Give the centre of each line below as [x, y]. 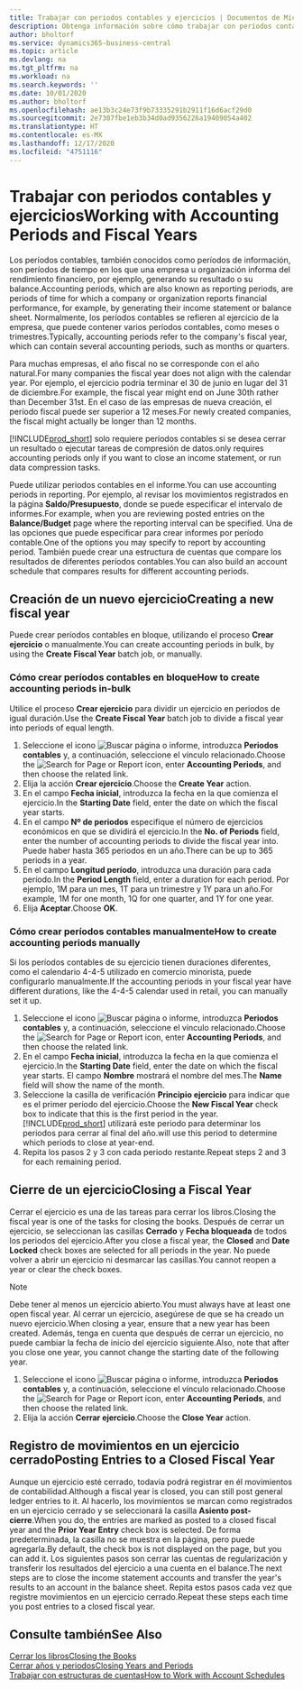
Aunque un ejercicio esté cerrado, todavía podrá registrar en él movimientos [151, 1482]
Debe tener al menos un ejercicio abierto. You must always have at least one [150, 1304]
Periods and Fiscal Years [104, 234]
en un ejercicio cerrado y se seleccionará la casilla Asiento [119, 1510]
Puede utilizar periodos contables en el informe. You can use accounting [143, 484]
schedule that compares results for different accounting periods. [129, 571]
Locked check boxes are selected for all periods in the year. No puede [140, 1250]
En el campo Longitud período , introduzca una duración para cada [147, 869]
